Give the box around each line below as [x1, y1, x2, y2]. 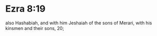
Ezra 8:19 [5, 3, 46, 15]
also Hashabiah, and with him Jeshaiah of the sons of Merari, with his [5, 20, 152, 26]
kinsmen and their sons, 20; [5, 25, 64, 31]
